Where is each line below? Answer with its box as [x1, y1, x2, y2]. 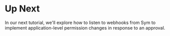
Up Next [5, 3, 40, 14]
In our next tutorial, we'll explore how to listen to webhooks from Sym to [5, 19, 156, 25]
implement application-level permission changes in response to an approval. [5, 24, 165, 30]
